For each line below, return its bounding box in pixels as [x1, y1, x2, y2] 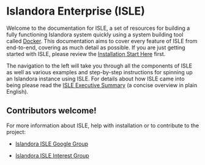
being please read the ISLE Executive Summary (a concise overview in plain [6, 81, 198, 89]
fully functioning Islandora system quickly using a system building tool [6, 30, 184, 38]
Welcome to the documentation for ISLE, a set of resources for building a [6, 24, 190, 32]
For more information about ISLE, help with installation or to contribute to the [6, 122, 199, 129]
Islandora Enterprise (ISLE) [6, 4, 146, 18]
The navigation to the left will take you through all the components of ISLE [6, 62, 193, 69]
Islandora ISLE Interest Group [15, 152, 89, 159]
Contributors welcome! [6, 105, 97, 116]
